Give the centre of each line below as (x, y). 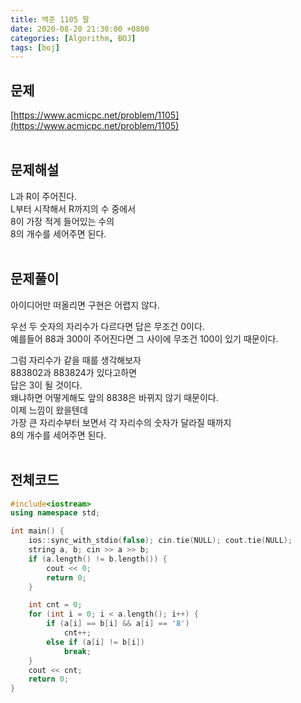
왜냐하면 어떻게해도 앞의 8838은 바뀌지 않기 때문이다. (114, 397)
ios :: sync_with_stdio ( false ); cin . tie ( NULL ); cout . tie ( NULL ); (160, 541)
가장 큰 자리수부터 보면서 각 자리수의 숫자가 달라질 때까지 (121, 422)
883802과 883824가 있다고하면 (74, 372)
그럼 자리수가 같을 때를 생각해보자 (76, 360)
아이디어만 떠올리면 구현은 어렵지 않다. (85, 305)
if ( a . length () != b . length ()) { (98, 559)
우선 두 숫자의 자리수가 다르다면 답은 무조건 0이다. (107, 326)
